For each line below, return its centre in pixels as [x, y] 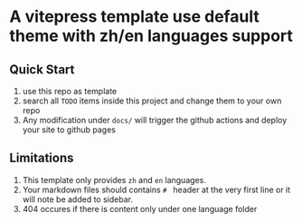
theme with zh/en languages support [151, 36]
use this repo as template [70, 91]
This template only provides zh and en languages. [114, 179]
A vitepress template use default [134, 17]
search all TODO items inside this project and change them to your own [152, 101]
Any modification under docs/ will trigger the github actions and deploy [155, 120]
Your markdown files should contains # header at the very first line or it [156, 189]
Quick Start [42, 69]
